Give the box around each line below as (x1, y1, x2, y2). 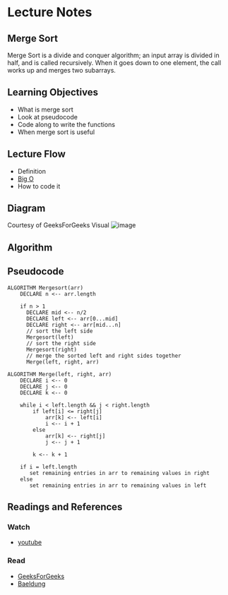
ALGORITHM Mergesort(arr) (7, 284, 83, 292)
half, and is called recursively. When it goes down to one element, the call (7, 59, 222, 67)
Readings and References (7, 501, 123, 513)
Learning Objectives (7, 86, 99, 99)
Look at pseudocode (17, 112, 78, 121)
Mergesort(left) (25, 333, 74, 341)
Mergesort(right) (25, 346, 78, 353)
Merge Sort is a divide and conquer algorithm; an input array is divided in (7, 51, 220, 59)
